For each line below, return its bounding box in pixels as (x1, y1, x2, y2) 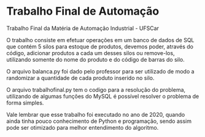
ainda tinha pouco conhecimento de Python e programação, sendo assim (6, 117, 192, 125)
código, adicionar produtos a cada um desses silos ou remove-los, (6, 49, 175, 56)
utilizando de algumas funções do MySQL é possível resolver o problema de (6, 92, 199, 100)
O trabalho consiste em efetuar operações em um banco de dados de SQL (6, 36, 195, 43)
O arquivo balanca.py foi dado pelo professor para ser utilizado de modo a (6, 67, 195, 75)
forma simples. (6, 99, 44, 106)
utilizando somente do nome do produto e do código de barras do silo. (6, 56, 185, 63)
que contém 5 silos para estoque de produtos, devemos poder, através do (6, 43, 193, 50)
